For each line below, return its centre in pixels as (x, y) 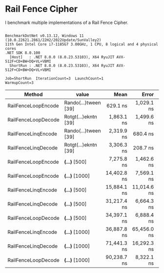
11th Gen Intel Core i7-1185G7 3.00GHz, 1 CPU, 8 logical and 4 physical (82, 44)
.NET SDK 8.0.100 (23, 53)
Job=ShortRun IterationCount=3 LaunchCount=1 (54, 78)
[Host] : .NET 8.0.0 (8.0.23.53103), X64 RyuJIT (62, 57)
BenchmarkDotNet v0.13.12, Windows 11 (44, 36)
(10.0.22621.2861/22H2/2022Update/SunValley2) (53, 40)
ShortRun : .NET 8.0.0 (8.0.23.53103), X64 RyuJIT (62, 65)
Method (33, 94)
